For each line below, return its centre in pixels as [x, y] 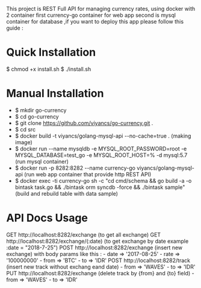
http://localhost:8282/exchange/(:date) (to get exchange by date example [97, 241]
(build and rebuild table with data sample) [66, 193]
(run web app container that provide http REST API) [88, 174]
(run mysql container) [42, 161]
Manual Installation [55, 94]
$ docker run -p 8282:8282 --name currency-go [75, 168]
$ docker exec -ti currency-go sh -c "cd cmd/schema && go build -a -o [103, 181]
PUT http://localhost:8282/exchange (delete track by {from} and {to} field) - [100, 273]
